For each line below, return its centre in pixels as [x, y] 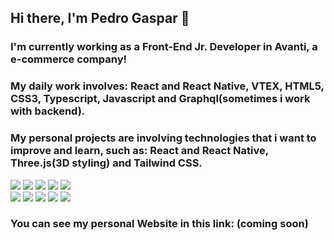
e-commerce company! [69, 59]
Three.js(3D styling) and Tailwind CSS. [106, 163]
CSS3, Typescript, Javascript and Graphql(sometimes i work [160, 99]
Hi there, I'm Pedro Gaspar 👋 [100, 18]
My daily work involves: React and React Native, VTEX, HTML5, [167, 86]
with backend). [48, 111]
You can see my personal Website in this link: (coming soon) [159, 224]
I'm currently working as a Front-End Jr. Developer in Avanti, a [164, 47]
